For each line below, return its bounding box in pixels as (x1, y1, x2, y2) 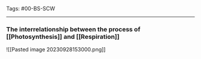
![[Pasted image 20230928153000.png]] (6, 46, 106, 53)
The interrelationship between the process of (6, 25, 141, 33)
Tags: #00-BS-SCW (6, 5, 56, 12)
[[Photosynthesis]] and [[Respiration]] (6, 32, 120, 41)
